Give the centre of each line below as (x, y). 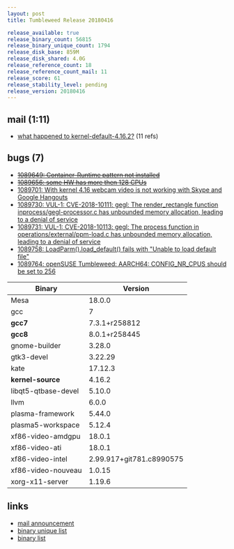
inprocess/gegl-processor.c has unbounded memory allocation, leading (120, 212)
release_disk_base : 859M (43, 52)
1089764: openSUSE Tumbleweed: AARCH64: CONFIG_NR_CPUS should (122, 264)
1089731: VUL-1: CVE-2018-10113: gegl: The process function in (108, 227)
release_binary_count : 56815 (49, 39)
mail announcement (46, 523)
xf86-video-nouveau (46, 470)
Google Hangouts (42, 197)
